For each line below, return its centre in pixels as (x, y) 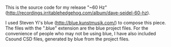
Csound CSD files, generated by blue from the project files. (68, 39)
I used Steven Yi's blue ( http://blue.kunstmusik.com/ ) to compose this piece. (86, 23)
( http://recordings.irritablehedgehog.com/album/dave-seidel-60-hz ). (78, 13)
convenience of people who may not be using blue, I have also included (81, 33)
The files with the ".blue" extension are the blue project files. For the (77, 28)
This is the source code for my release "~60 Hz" (56, 7)
